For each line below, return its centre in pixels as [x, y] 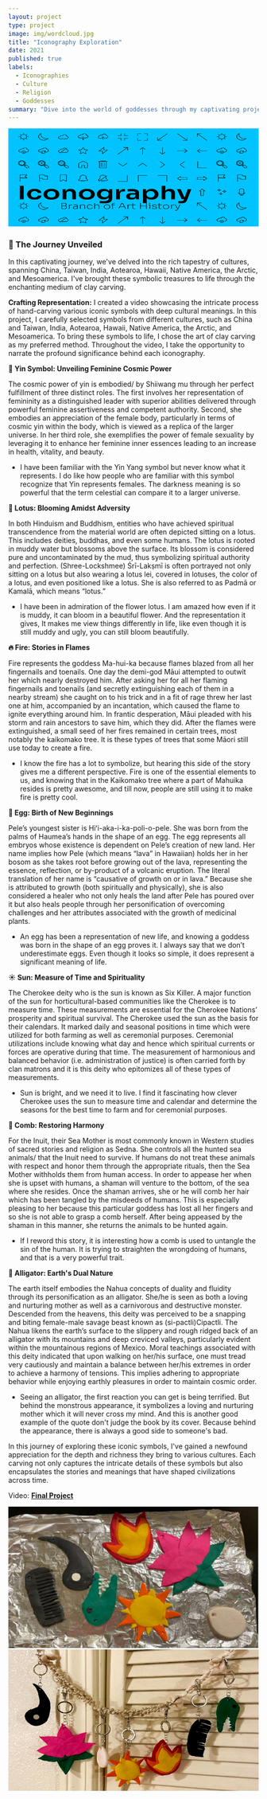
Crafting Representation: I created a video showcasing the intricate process [133, 303]
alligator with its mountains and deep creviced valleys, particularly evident [130, 1339]
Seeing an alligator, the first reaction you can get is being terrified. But [135, 1397]
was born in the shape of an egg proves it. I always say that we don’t [132, 945]
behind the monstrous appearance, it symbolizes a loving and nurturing [137, 1406]
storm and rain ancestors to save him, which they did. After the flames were [132, 723]
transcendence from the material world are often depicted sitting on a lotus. [132, 532]
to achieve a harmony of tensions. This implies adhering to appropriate [124, 1373]
